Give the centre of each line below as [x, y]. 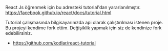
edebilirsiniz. [19, 33]
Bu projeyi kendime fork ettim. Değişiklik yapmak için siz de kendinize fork [83, 28]
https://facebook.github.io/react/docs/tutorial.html [58, 13]
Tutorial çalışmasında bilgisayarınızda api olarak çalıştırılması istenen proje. [84, 22]
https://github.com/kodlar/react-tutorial [54, 43]
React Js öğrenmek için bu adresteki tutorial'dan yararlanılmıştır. [73, 7]
